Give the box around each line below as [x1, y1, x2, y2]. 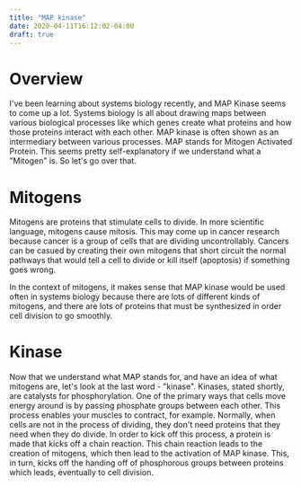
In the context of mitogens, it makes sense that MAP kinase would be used [9, 282, 286, 293]
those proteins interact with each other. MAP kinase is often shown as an [9, 127, 279, 137]
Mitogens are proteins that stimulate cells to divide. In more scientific [9, 216, 265, 227]
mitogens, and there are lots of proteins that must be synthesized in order [9, 301, 282, 312]
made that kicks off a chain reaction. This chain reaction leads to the [9, 438, 263, 449]
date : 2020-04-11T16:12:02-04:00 [9, 22, 135, 31]
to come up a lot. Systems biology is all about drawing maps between [9, 108, 267, 119]
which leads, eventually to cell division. [9, 467, 155, 478]
